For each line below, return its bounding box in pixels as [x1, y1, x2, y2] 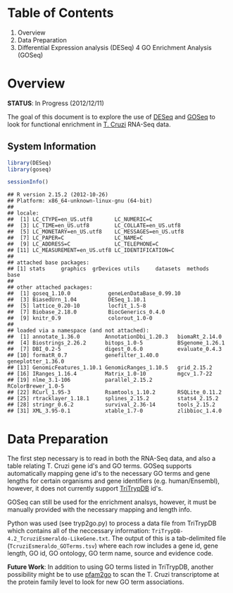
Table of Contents [7, 5, 114, 21]
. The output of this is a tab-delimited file [108, 534, 227, 543]
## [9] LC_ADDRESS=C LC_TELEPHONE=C [7, 241, 159, 248]
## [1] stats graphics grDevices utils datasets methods [7, 265, 210, 272]
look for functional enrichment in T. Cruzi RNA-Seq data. [7, 120, 171, 128]
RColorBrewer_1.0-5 [7, 383, 65, 390]
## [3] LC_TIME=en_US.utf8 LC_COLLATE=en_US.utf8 [7, 222, 181, 229]
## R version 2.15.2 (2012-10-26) [7, 191, 109, 198]
